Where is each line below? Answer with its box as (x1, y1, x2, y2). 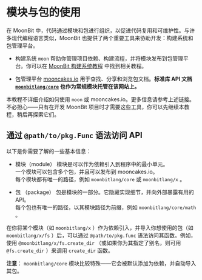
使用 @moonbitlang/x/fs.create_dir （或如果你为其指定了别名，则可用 (6, 239, 181, 246)
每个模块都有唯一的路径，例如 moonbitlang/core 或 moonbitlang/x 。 (15, 175, 186, 182)
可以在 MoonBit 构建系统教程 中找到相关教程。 (31, 62, 147, 70)
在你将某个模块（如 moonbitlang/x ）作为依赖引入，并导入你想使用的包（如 (6, 224, 194, 231)
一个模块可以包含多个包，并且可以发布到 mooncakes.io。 (15, 168, 158, 175)
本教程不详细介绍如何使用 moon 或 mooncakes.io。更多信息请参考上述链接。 (6, 95, 195, 103)
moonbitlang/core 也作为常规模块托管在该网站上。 (15, 82, 140, 90)
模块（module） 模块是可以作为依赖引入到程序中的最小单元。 (15, 160, 169, 167)
